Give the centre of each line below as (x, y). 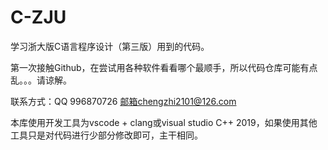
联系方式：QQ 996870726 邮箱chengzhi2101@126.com (123, 101)
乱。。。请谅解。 (41, 80)
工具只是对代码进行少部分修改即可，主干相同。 (106, 135)
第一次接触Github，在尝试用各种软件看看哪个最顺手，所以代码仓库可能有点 (164, 67)
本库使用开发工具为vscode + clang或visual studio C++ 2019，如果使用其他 (164, 122)
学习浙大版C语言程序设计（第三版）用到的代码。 (110, 46)
